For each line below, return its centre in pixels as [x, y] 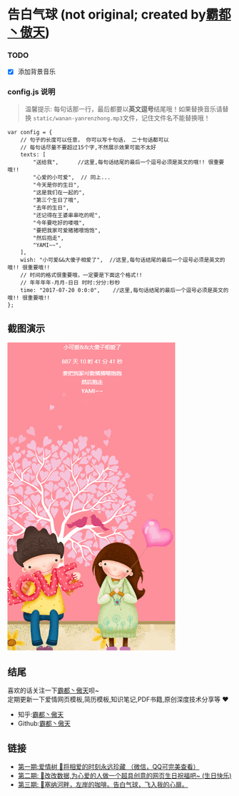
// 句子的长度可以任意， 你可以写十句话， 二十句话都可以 [95, 140]
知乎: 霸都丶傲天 [41, 715]
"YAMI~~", [47, 245]
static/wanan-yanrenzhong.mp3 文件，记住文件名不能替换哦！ [122, 118]
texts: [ [33, 154]
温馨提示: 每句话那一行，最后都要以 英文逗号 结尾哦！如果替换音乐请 [123, 109]
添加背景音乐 [36, 71]
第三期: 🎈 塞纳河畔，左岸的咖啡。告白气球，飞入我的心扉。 [103, 785]
